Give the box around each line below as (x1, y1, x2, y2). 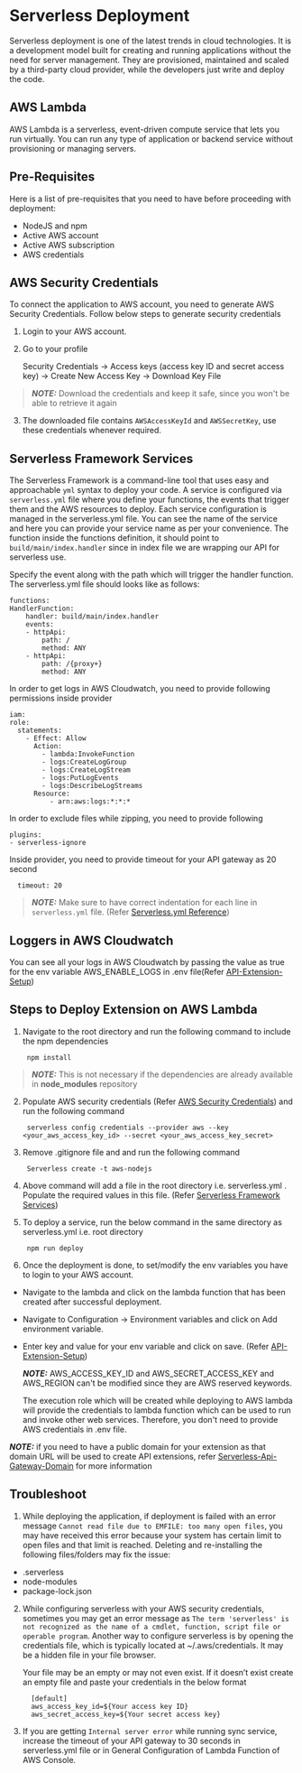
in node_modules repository (31, 1078, 138, 1089)
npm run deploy (26, 1243, 84, 1253)
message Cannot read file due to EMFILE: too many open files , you (22, 1520, 283, 1531)
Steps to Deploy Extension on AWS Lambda (9, 1002, 258, 1017)
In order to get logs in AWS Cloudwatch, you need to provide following (9, 683, 270, 694)
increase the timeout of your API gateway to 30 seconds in (22, 1735, 241, 1746)
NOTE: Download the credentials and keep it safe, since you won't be (31, 388, 290, 399)
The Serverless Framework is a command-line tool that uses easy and (9, 475, 270, 486)
